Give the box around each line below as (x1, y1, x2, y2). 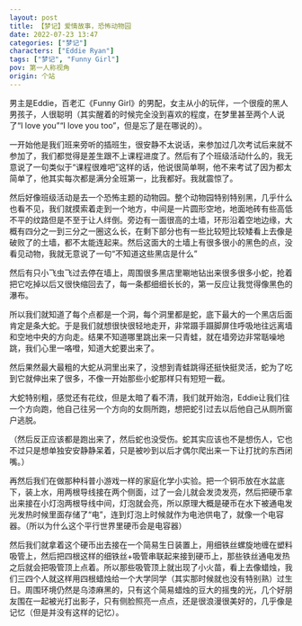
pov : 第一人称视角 (9, 64, 70, 73)
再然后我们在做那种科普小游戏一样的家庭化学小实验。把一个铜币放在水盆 (9, 475, 277, 486)
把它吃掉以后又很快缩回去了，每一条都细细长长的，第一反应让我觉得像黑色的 (9, 278, 293, 289)
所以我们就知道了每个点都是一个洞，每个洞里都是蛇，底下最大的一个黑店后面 (9, 309, 293, 319)
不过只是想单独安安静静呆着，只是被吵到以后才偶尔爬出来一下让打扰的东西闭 (9, 444, 293, 455)
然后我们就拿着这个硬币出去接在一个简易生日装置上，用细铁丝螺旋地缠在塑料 (9, 539, 293, 550)
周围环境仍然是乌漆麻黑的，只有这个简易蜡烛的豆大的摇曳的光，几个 (24, 584, 277, 595)
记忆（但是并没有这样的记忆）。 (9, 606, 124, 617)
